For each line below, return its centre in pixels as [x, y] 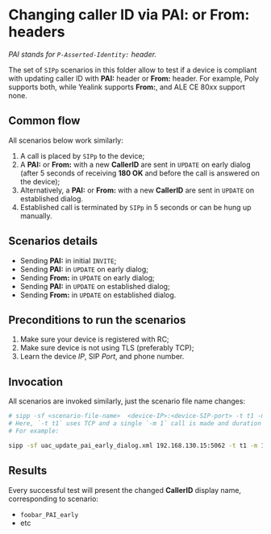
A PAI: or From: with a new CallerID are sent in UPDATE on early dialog [135, 164]
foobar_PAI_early [49, 515]
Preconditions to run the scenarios [97, 320]
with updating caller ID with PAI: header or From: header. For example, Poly [134, 78]
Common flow [44, 121]
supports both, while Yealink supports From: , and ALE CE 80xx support [127, 87]
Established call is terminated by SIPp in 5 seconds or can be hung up [135, 207]
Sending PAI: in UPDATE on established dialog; [95, 286]
